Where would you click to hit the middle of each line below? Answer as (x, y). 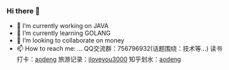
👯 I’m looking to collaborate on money (71, 40)
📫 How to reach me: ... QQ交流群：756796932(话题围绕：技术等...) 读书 (119, 49)
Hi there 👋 (24, 11)
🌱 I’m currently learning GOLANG (64, 33)
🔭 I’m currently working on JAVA (62, 26)
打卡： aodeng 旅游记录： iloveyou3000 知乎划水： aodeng (99, 59)
